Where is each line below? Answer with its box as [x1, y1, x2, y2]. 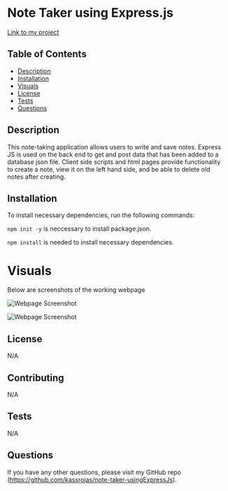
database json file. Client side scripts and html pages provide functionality [7, 157, 221, 166]
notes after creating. [7, 173, 66, 181]
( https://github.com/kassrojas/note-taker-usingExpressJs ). [7, 475, 177, 483]
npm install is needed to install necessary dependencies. [7, 238, 174, 247]
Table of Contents [7, 48, 87, 60]
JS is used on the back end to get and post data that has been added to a [7, 150, 219, 159]
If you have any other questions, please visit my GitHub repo [7, 468, 182, 476]
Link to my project [7, 28, 59, 36]
